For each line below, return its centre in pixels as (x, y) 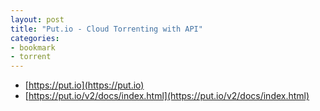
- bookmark (33, 47)
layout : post (37, 19)
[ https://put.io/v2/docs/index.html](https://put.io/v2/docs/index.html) (167, 96)
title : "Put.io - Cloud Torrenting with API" (106, 29)
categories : (35, 38)
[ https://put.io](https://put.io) (84, 85)
